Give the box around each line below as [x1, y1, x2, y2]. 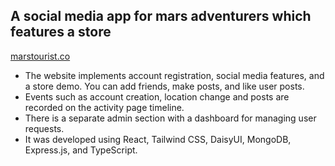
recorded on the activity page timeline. [24, 101, 185, 113]
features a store [10, 24, 112, 41]
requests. [24, 122, 65, 134]
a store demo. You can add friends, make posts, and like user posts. [24, 80, 305, 92]
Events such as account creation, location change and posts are [24, 90, 290, 103]
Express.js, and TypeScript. [24, 144, 138, 156]
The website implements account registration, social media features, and [24, 69, 325, 81]
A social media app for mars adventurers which [10, 8, 312, 25]
